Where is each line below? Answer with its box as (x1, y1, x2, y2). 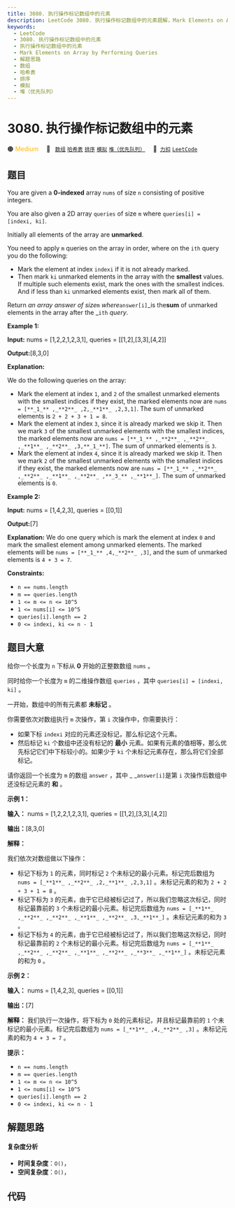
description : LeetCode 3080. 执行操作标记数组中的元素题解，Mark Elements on (7, 17, 224, 24)
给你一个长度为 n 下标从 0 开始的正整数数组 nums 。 (7, 661, 154, 670)
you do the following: (7, 251, 68, 260)
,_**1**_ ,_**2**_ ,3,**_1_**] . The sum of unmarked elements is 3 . (17, 442, 217, 450)
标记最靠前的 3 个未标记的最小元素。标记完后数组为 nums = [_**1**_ (17, 904, 215, 912)
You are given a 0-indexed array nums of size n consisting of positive (7, 188, 205, 197)
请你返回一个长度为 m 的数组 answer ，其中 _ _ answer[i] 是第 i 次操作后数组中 (7, 771, 227, 779)
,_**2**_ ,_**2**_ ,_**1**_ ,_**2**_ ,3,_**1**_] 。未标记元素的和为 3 (17, 913, 227, 921)
